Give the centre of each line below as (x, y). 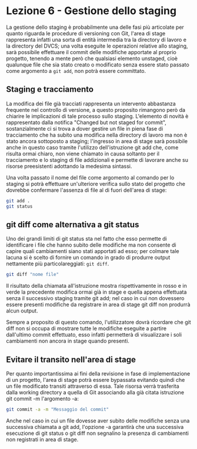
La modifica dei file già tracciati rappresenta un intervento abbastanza (91, 104)
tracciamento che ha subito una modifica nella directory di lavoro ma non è (97, 135)
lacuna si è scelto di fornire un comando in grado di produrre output (88, 258)
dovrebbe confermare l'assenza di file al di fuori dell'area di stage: (86, 190)
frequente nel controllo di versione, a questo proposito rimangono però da (96, 109)
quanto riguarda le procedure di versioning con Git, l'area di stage (86, 33)
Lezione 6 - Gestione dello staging (91, 11)
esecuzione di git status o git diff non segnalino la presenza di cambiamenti (98, 433)
